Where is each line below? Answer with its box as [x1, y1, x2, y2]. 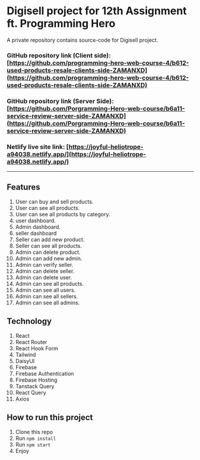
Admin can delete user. [15, 273, 72, 281]
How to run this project [7, 412, 93, 423]
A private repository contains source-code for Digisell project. [7, 36, 158, 43]
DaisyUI [15, 357, 35, 364]
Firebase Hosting [15, 376, 58, 383]
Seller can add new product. [15, 236, 85, 243]
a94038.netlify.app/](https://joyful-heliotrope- [7, 150, 147, 158]
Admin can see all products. [15, 280, 84, 287]
